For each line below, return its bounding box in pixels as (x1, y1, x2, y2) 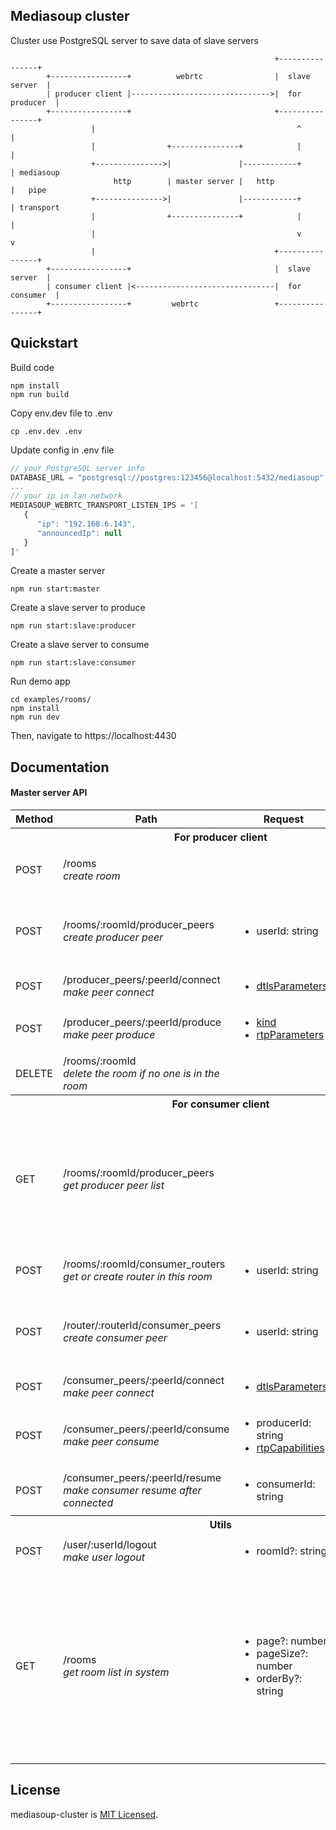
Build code (10, 361, 55, 373)
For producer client (174, 830, 268, 844)
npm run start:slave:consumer (10, 658, 137, 668)
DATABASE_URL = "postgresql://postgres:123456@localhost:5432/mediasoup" (10, 472, 325, 483)
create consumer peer (63, 1330, 168, 1344)
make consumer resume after (63, 1483, 202, 1497)
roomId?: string (256, 1544, 328, 1558)
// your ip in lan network (10, 491, 123, 501)
